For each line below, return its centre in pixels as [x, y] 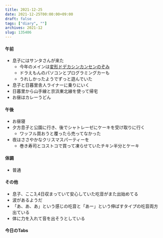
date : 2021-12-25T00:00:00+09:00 [39, 14]
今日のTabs [17, 231]
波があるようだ [27, 200]
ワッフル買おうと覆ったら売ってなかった [60, 133]
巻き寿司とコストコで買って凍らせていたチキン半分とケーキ [79, 146]
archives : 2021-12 [24, 28]
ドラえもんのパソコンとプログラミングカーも [65, 73]
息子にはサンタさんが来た [38, 61]
